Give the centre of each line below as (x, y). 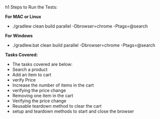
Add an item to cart (32, 75)
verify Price (24, 80)
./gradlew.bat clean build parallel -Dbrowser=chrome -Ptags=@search (84, 45)
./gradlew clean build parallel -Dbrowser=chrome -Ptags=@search (80, 26)
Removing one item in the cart (43, 96)
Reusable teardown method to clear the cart (57, 106)
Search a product (30, 69)
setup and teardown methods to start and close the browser (73, 111)
